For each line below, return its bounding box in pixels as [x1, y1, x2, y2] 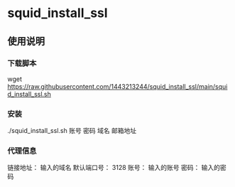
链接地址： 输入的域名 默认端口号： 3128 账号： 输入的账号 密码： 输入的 [7, 164, 221, 172]
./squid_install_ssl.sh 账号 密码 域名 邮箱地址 [7, 127, 137, 135]
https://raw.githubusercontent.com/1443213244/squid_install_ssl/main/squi [7, 82, 228, 90]
